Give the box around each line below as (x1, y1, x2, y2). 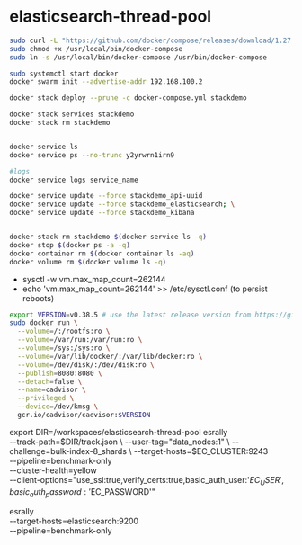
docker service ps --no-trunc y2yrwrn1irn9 (9, 150, 175, 159)
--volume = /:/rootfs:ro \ (17, 326, 111, 336)
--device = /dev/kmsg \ (17, 402, 99, 411)
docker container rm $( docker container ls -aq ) (9, 249, 195, 258)
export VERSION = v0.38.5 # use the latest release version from (9, 310, 252, 319)
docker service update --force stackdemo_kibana (9, 209, 195, 218)
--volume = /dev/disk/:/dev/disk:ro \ (17, 360, 155, 370)
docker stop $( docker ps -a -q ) (9, 240, 130, 249)
